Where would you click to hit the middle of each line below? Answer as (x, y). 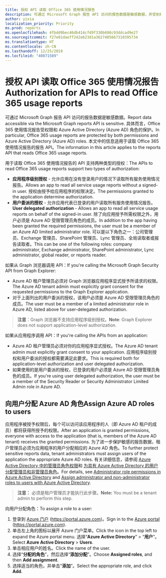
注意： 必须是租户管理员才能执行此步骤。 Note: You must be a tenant (87, 493)
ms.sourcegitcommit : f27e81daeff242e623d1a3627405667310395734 (72, 38)
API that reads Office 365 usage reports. (46, 153)
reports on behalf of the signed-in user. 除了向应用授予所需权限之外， (83, 214)
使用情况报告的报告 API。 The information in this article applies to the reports (83, 147)
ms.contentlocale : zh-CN (31, 47)
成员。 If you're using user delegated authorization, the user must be (90, 376)
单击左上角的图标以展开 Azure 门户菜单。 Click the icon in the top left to (84, 530)
